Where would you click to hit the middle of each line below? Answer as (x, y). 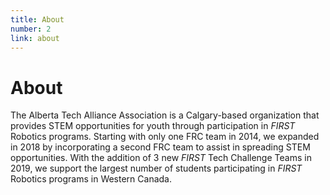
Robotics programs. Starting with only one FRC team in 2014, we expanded (165, 137)
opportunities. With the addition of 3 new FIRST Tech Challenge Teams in (161, 158)
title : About (37, 19)
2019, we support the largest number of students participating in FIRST (156, 168)
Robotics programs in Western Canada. (91, 179)
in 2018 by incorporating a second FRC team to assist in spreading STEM (160, 147)
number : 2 (31, 29)
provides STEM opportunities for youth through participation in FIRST (153, 126)
